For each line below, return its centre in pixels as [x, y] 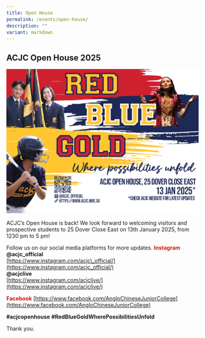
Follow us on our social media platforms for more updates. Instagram [93, 248]
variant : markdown [30, 32]
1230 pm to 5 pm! [28, 236]
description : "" [27, 26]
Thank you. [20, 329]
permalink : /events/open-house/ [47, 19]
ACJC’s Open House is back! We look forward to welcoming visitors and [97, 223]
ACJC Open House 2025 [54, 58]
